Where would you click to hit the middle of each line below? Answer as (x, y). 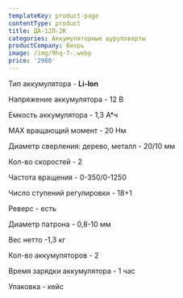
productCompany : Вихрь (46, 46)
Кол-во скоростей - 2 (46, 161)
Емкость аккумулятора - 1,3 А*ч (63, 114)
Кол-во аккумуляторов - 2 (54, 255)
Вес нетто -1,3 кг (37, 239)
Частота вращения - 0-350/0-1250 (67, 177)
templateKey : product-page (54, 16)
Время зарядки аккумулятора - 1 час (72, 271)
